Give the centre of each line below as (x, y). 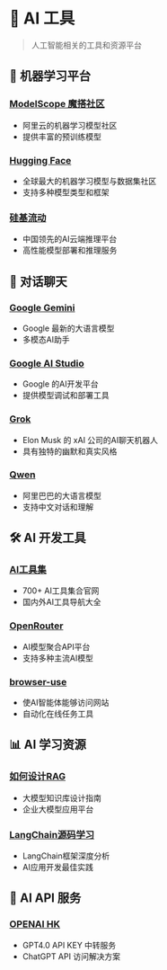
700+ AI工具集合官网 (61, 591)
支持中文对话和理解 (58, 507)
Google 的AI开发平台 (60, 384)
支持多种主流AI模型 (58, 658)
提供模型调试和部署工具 (66, 396)
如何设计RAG (37, 777)
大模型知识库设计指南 (62, 797)
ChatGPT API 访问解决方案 (71, 956)
